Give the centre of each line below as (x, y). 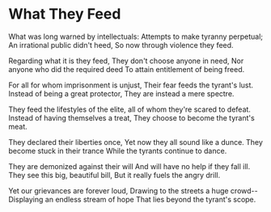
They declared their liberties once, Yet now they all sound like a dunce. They (135, 142)
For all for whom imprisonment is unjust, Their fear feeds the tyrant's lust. (131, 85)
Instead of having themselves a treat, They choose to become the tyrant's (131, 117)
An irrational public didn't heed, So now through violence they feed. (121, 45)
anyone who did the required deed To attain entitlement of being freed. (127, 69)
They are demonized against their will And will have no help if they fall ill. (129, 166)
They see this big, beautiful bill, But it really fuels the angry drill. (114, 175)
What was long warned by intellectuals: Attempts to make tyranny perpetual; (136, 36)
